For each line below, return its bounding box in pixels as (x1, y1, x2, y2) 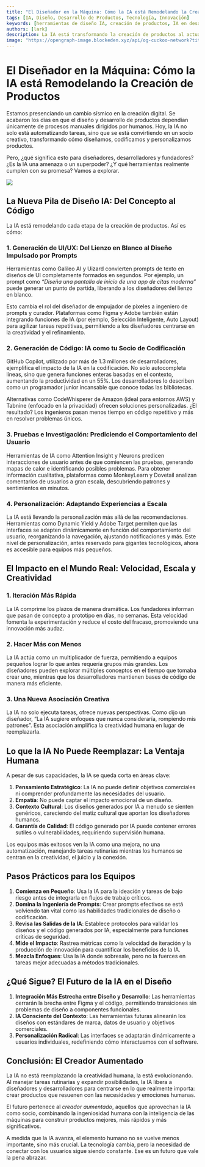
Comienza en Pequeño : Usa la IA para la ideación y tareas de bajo (15, 887, 183, 895)
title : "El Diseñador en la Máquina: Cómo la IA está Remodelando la (6, 9, 187, 15)
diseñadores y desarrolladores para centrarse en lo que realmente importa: (6, 1085, 195, 1093)
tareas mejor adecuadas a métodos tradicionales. (15, 959, 140, 966)
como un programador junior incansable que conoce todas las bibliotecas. (6, 384, 193, 391)
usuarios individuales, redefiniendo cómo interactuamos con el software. (15, 1038, 199, 1046)
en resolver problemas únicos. (6, 415, 83, 422)
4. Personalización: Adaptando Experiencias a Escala (6, 499, 168, 508)
